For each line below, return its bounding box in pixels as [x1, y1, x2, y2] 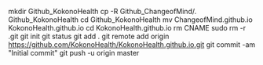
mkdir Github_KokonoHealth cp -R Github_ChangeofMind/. [8, 7, 197, 16]
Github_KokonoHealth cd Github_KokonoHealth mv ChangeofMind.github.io [8, 15, 253, 24]
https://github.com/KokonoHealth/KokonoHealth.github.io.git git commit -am [8, 40, 256, 49]
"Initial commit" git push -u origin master [8, 49, 140, 57]
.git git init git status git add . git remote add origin [8, 31, 170, 41]
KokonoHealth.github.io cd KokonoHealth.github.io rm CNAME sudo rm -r [8, 23, 246, 32]
